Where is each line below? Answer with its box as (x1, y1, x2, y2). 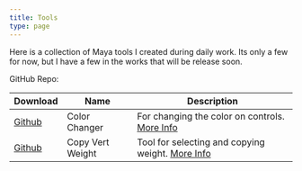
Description (187, 94, 238, 107)
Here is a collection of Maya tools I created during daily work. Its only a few (9, 46, 289, 57)
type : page (9, 22, 50, 31)
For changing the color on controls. (137, 110, 285, 122)
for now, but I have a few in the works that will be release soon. (9, 56, 243, 67)
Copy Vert (67, 136, 110, 148)
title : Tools (9, 13, 58, 22)
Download (13, 94, 58, 107)
